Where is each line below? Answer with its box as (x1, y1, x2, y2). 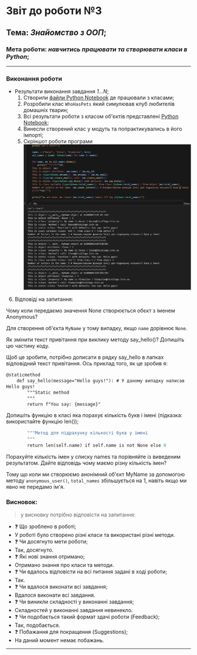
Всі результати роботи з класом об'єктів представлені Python (23, 113, 179, 120)
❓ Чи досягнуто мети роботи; (14, 538, 88, 545)
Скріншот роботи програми (23, 138, 93, 145)
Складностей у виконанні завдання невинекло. (14, 607, 133, 614)
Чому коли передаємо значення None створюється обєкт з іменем (6, 307, 175, 314)
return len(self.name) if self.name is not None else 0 (27, 442, 167, 449)
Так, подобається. (14, 622, 60, 629)
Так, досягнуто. (14, 546, 54, 553)
